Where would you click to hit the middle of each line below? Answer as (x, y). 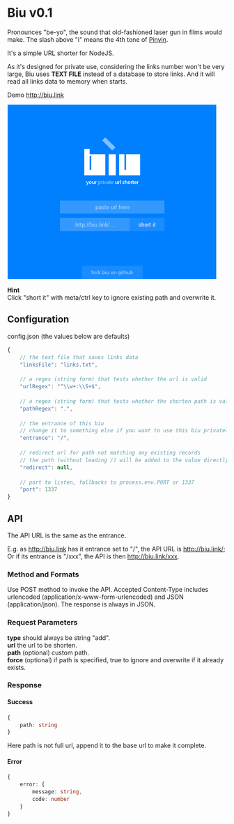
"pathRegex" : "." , (46, 409)
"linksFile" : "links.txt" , (59, 365)
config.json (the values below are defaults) (69, 336)
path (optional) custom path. (48, 653)
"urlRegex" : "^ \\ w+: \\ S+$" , (60, 387)
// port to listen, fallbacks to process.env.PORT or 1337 (107, 482)
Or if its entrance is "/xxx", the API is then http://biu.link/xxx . (93, 556)
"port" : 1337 (39, 489)
